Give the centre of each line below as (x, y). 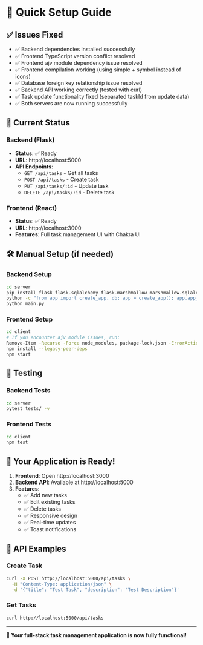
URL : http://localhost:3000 (48, 228)
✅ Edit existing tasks (50, 502)
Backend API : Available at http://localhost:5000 (74, 482)
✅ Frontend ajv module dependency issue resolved (79, 63)
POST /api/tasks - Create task (61, 179)
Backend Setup (29, 274)
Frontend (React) (32, 208)
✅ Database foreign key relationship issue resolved (79, 83)
